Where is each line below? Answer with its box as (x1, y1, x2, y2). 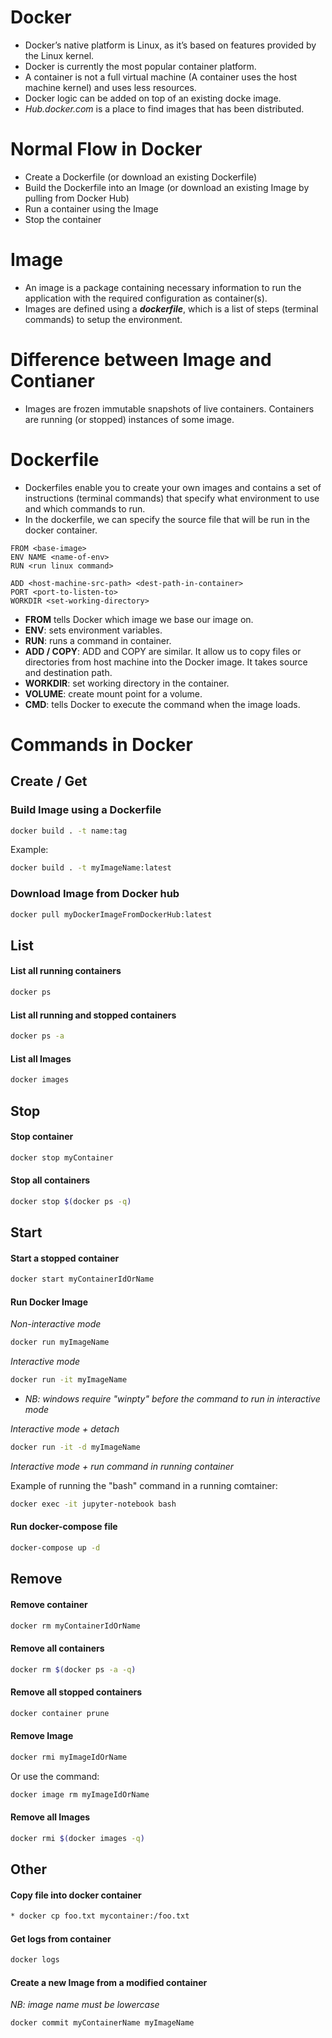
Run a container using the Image (24, 202, 159, 215)
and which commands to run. (24, 502, 146, 515)
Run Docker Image (10, 1296, 89, 1308)
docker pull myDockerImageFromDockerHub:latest (10, 909, 213, 920)
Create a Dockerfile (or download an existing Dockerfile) (24, 171, 258, 183)
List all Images (10, 1052, 72, 1065)
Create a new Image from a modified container (10, 1976, 208, 1988)
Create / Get (10, 773, 88, 790)
